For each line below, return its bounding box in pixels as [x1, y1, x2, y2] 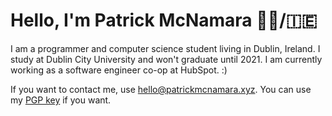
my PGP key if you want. [10, 94, 112, 106]
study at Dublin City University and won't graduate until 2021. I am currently [10, 53, 323, 65]
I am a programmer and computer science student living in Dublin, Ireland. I [10, 42, 321, 54]
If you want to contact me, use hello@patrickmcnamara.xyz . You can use [10, 83, 312, 95]
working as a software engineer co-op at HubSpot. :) [10, 64, 228, 76]
